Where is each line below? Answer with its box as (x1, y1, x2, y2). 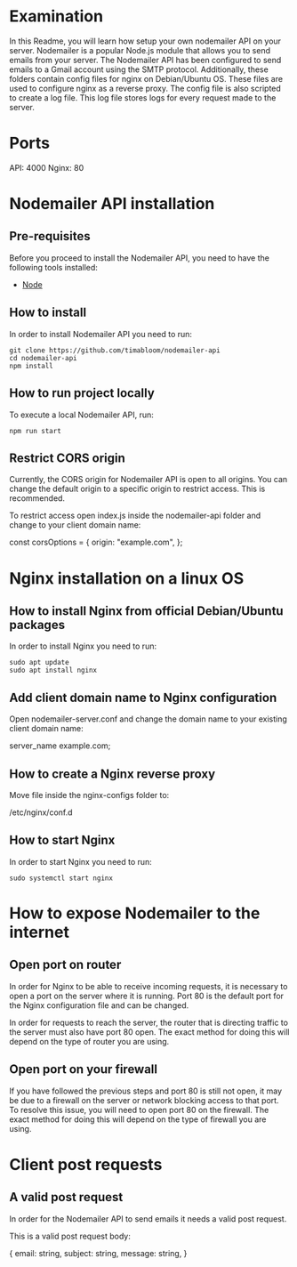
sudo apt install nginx (9, 666, 98, 675)
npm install (9, 361, 53, 370)
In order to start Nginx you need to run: (9, 856, 153, 867)
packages (9, 617, 65, 633)
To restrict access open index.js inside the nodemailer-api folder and (9, 510, 261, 521)
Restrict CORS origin (9, 450, 126, 465)
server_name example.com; (9, 740, 111, 751)
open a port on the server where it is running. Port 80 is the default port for (9, 990, 285, 1001)
